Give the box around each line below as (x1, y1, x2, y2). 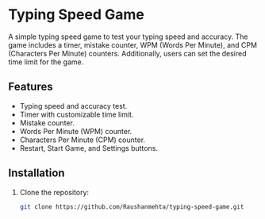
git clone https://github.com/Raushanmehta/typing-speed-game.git (19, 202, 244, 211)
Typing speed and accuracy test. (19, 101, 128, 110)
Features (8, 80, 53, 94)
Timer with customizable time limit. (19, 109, 134, 119)
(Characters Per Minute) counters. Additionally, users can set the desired (8, 48, 248, 58)
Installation (8, 167, 65, 180)
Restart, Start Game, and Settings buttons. (19, 143, 159, 152)
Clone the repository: (19, 187, 90, 197)
